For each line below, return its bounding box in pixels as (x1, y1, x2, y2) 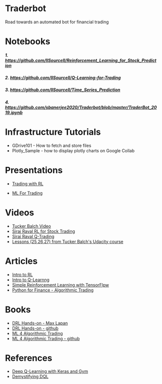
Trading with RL (12, 180, 44, 187)
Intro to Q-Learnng (12, 277, 50, 283)
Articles (5, 256, 38, 267)
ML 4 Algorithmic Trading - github (12, 336, 80, 341)
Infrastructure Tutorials (5, 127, 101, 138)
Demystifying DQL (12, 374, 49, 380)
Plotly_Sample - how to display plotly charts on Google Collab (12, 147, 134, 153)
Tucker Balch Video (12, 223, 51, 229)
